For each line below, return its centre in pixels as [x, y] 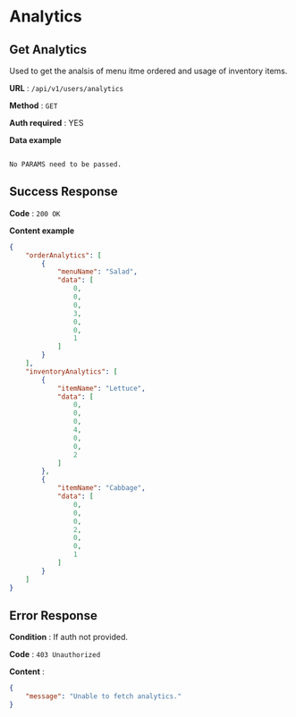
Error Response [54, 616]
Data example [35, 140]
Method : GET [34, 105]
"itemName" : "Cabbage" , [101, 488]
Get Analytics [48, 50]
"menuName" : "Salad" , [97, 272]
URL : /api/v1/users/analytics [66, 88]
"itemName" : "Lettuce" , [101, 388]
